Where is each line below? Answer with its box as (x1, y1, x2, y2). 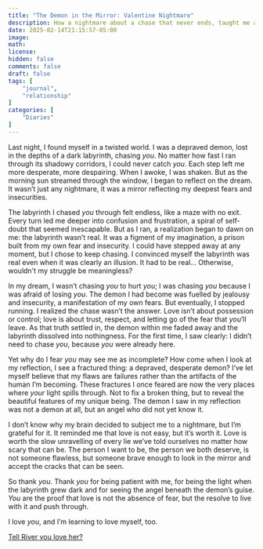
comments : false (8, 63, 61, 71)
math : (8, 41, 26, 49)
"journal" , (22, 84, 58, 93)
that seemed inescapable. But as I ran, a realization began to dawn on (28, 224, 254, 234)
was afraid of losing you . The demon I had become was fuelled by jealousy (8, 289, 250, 299)
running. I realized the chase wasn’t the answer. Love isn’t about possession (8, 306, 254, 315)
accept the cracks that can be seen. (8, 461, 124, 471)
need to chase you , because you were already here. (8, 339, 176, 349)
